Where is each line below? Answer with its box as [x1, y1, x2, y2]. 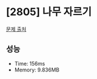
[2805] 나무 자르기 [6, 5, 92, 19]
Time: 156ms [14, 60, 45, 67]
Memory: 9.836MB [14, 66, 60, 73]
